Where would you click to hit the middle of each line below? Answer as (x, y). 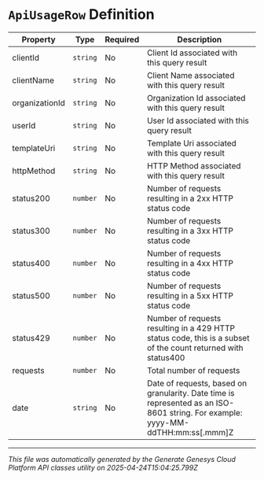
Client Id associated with (192, 53)
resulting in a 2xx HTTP (190, 198)
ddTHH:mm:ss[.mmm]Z (190, 432)
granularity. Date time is (191, 393)
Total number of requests (193, 370)
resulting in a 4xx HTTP (190, 263)
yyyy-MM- (168, 423)
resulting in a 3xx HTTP (190, 231)
